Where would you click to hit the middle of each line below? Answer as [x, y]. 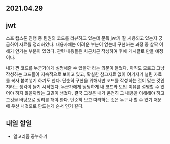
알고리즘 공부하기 [30, 136]
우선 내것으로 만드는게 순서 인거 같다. [47, 106]
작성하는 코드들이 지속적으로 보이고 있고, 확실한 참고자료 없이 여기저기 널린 [79, 74]
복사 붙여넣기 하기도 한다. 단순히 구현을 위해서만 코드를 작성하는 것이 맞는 [83, 81]
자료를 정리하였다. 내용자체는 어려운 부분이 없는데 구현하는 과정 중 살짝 [89, 44]
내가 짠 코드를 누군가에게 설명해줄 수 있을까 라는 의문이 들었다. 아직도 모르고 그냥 [85, 68]
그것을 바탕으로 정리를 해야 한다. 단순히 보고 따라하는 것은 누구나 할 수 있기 [79, 100]
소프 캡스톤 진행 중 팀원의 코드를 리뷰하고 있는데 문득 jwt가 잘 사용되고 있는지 [81, 38]
